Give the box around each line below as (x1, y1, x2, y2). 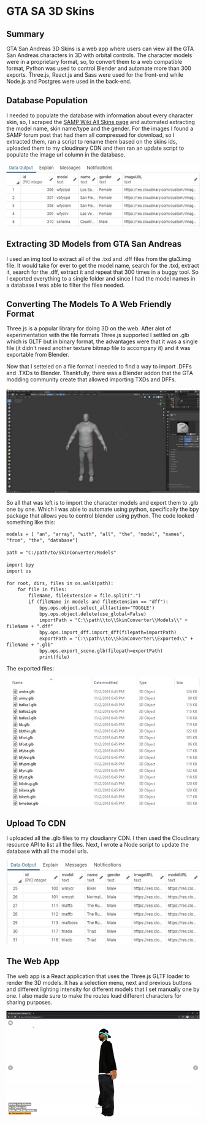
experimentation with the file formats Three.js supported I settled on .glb (6, 332, 189, 339)
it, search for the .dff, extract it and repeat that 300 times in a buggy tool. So (6, 268, 199, 276)
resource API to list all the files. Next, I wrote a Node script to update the (6, 841, 189, 848)
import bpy (6, 562, 34, 569)
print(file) (39, 654, 70, 661)
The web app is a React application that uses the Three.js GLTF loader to (6, 972, 190, 980)
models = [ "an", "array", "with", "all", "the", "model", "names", (6, 531, 185, 538)
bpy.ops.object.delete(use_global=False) (39, 611, 147, 618)
